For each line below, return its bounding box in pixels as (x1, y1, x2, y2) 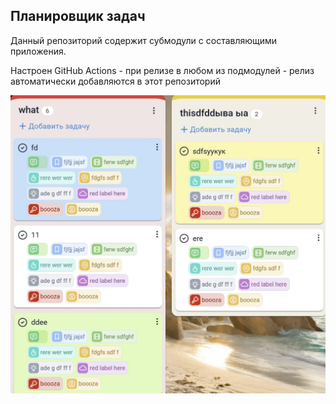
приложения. (10, 45, 67, 57)
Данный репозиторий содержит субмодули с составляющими (10, 34, 278, 46)
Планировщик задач (10, 8, 146, 25)
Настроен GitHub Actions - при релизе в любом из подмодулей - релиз (10, 64, 315, 76)
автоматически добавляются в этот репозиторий (10, 75, 221, 87)
